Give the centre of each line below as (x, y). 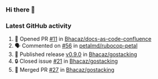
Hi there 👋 (21, 10)
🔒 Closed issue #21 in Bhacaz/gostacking (66, 61)
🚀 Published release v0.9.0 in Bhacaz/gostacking (76, 54)
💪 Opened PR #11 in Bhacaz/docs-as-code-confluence (83, 39)
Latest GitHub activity (39, 25)
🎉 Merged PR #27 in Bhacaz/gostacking (64, 70)
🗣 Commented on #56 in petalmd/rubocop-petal (76, 46)
